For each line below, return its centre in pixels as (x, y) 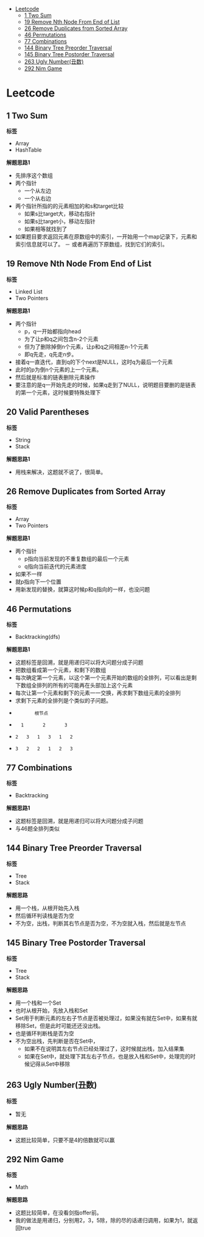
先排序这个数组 (34, 175)
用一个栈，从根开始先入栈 (47, 908)
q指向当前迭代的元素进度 (55, 567)
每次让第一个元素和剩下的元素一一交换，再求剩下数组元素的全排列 (98, 693)
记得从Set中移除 (50, 1064)
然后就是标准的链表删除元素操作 (55, 377)
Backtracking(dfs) (38, 637)
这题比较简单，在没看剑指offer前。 (58, 1213)
